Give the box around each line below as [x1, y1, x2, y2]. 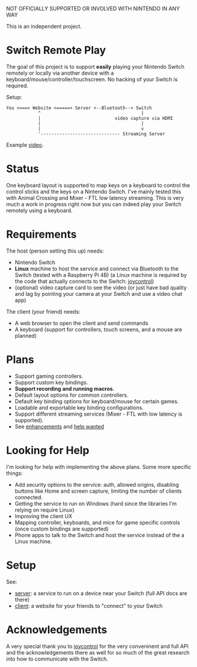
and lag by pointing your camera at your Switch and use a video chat [14, 290, 183, 297]
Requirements [6, 228, 77, 241]
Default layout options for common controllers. [14, 391, 129, 398]
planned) [14, 332, 37, 339]
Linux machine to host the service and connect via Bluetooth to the [14, 265, 179, 272]
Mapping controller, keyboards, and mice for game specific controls [14, 519, 180, 526]
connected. [14, 493, 43, 500]
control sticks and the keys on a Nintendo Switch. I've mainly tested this [6, 188, 182, 195]
